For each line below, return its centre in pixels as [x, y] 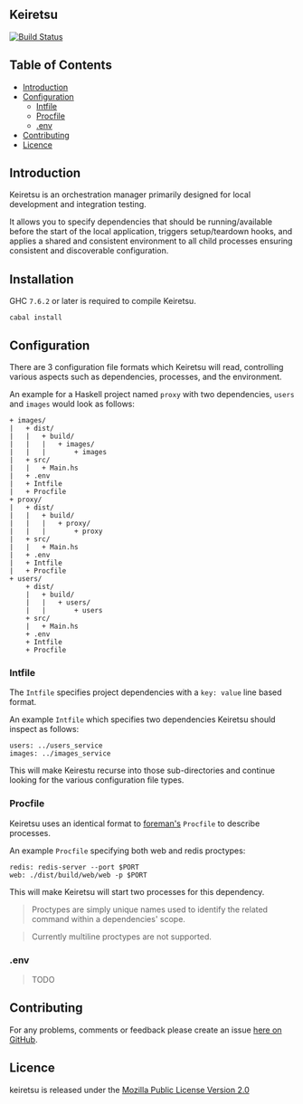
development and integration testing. [78, 205]
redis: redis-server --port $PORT [75, 867]
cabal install [36, 318]
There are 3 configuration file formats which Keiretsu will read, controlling [147, 367]
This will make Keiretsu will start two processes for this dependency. [137, 891]
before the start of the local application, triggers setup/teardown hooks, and [151, 232]
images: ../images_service [60, 754]
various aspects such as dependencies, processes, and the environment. [146, 377]
